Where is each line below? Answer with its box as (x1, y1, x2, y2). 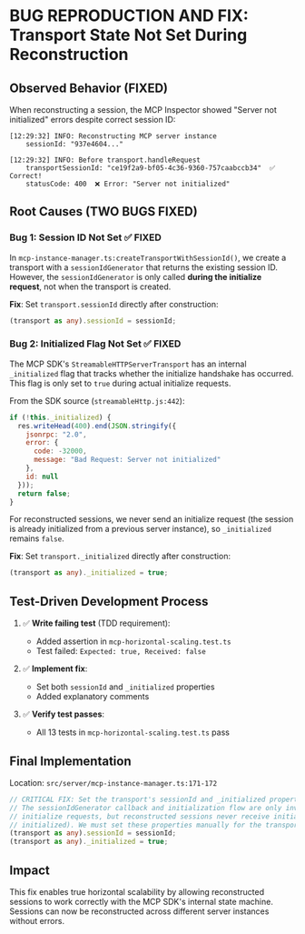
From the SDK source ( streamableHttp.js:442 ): (9, 395, 185, 406)
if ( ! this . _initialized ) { (9, 413, 112, 422)
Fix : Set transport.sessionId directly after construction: (9, 298, 219, 309)
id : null (25, 472, 59, 481)
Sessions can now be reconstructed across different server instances (9, 906, 270, 917)
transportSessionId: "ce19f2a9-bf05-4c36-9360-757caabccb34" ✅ (25, 164, 276, 173)
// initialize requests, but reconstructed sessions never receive (9, 811, 271, 821)
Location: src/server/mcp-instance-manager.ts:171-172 (9, 777, 218, 788)
